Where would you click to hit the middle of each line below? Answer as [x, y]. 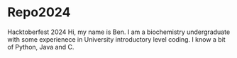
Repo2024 [39, 12]
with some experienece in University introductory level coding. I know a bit [116, 39]
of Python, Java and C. [41, 47]
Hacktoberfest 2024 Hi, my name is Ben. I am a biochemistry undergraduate [119, 32]
